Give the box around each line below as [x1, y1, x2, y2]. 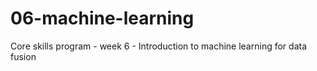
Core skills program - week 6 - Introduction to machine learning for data [10, 40, 307, 52]
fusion [10, 50, 37, 62]
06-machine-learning [10, 7, 195, 30]
